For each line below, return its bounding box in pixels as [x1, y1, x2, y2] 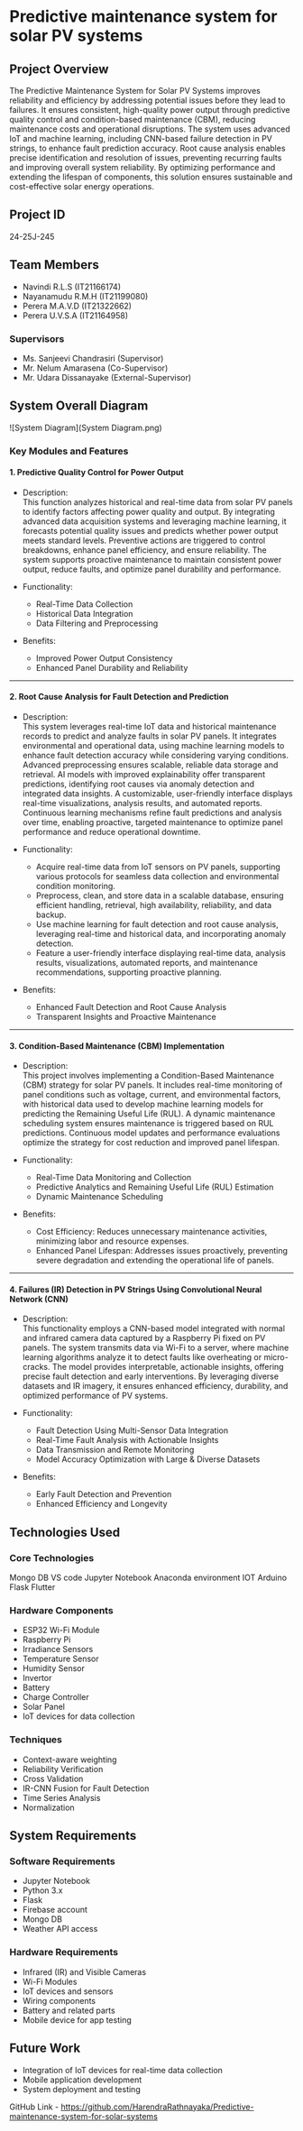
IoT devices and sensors [22, 1986, 114, 1997]
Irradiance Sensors [22, 1644, 94, 1655]
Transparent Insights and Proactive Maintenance [35, 1012, 216, 1023]
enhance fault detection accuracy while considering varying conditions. [22, 750, 289, 761]
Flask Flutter [9, 1582, 56, 1593]
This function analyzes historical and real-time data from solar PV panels [22, 496, 293, 507]
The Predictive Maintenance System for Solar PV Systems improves [9, 86, 262, 96]
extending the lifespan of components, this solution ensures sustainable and [9, 171, 293, 182]
